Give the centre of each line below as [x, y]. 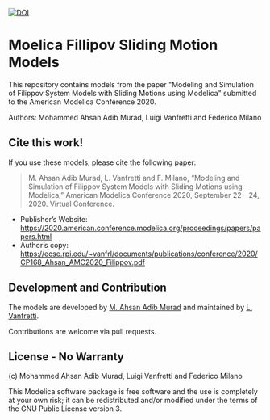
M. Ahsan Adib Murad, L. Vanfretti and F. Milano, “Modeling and [134, 178]
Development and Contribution [87, 288]
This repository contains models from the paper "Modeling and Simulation [131, 84]
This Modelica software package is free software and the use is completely [133, 392]
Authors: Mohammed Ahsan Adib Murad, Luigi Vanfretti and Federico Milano [135, 117]
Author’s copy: [44, 245]
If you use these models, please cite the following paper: [102, 162]
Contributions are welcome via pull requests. [83, 331]
